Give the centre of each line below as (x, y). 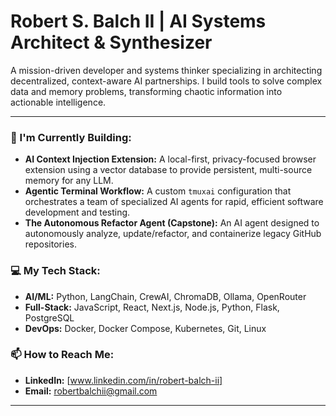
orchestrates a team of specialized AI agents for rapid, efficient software (174, 202)
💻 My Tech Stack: (55, 271)
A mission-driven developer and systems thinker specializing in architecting (166, 70)
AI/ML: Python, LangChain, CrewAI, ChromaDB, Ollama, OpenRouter (165, 296)
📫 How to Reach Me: (62, 355)
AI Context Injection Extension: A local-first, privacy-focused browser (170, 159)
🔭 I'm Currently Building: (71, 137)
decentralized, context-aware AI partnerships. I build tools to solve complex (166, 81)
